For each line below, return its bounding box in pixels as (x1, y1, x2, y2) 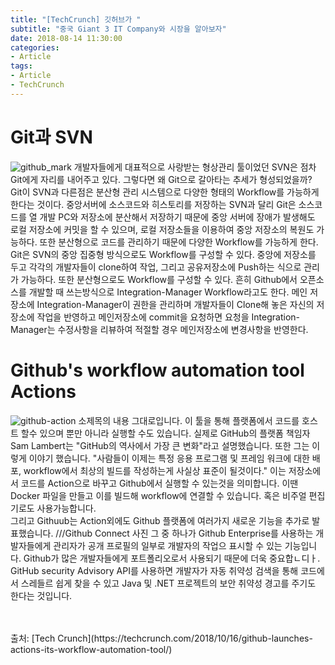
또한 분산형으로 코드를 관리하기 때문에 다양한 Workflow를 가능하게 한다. (39, 236, 319, 248)
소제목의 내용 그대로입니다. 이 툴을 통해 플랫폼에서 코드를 (78, 414, 300, 426)
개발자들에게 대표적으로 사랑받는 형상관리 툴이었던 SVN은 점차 (73, 161, 317, 173)
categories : (10, 42, 60, 53)
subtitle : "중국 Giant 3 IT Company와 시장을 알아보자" (10, 24, 227, 34)
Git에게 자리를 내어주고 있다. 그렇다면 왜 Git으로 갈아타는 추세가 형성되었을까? (10, 173, 313, 185)
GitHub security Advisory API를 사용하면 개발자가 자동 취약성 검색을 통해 (10, 564, 299, 576)
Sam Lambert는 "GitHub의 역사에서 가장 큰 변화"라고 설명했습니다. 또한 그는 (10, 439, 310, 451)
